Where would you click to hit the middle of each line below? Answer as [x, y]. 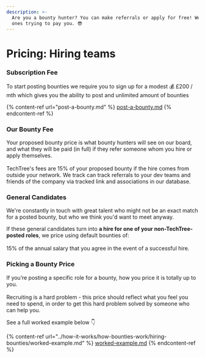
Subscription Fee [32, 73]
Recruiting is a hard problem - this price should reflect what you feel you [97, 297]
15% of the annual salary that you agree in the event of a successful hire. [98, 249]
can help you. [23, 310]
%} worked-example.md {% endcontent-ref [141, 343]
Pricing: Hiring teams [61, 53]
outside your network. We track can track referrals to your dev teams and [99, 175]
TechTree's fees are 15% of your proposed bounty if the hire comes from [98, 169]
